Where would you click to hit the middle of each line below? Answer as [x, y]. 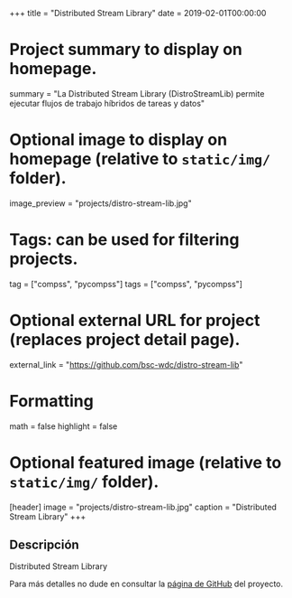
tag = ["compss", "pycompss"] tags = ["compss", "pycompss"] [126, 284]
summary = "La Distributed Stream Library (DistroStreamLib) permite [137, 93]
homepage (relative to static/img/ [140, 159]
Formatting [52, 401]
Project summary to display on [126, 50]
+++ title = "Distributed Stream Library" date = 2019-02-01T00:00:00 [138, 13]
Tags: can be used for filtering [124, 240]
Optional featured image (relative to [146, 462]
